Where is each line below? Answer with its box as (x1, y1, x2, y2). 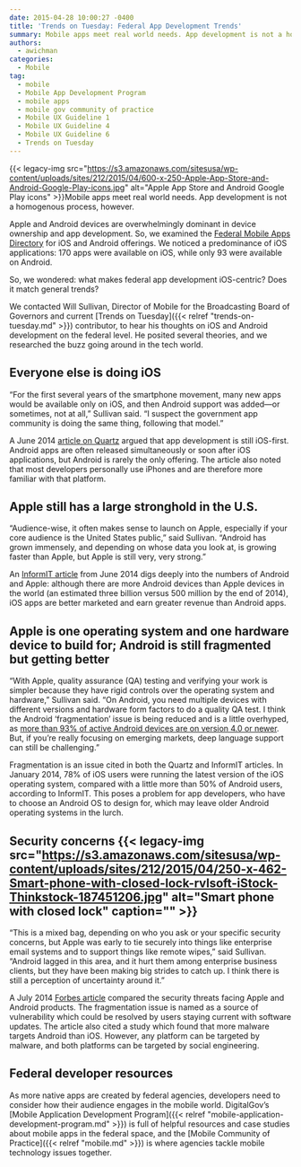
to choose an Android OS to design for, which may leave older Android (9, 798, 270, 809)
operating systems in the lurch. (9, 807, 124, 818)
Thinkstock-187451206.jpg (9, 890, 163, 905)
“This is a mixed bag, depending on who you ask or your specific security (9, 927, 281, 938)
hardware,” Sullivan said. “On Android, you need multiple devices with (9, 695, 267, 706)
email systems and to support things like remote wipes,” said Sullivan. (9, 946, 267, 957)
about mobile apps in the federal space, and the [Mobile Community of (9, 1128, 271, 1138)
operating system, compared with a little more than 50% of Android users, (9, 778, 283, 790)
